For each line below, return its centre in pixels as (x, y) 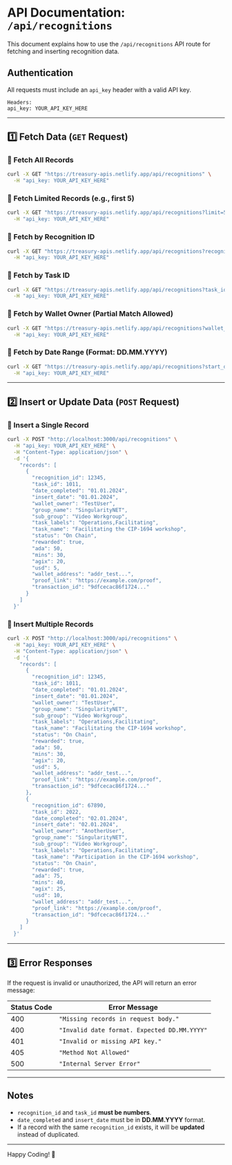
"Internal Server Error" (100, 1063)
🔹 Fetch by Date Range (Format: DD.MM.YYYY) (87, 352)
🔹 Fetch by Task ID (39, 276)
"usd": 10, (48, 896)
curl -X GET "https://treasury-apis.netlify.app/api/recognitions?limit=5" (118, 213)
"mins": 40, (49, 882)
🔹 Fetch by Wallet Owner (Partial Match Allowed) (90, 314)
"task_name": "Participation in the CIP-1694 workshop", (115, 857)
